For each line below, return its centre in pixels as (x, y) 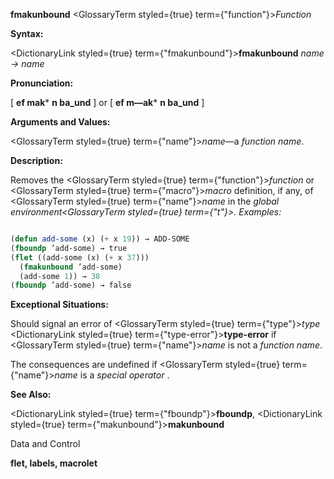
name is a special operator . (112, 375)
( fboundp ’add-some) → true (69, 248)
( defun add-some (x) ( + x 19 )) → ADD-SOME (100, 239)
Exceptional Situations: (59, 305)
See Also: (31, 395)
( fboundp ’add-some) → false (71, 285)
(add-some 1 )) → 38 (60, 276)
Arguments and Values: (60, 122)
